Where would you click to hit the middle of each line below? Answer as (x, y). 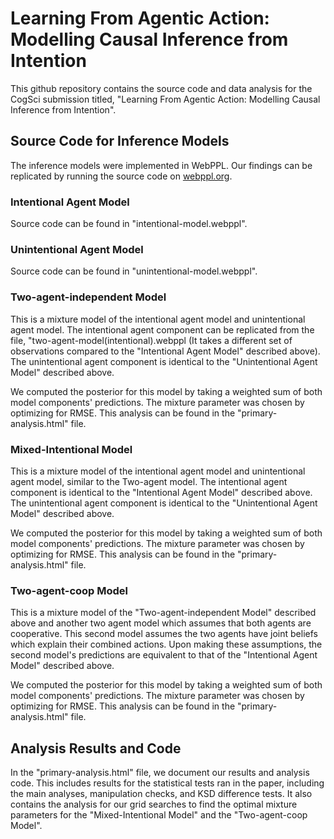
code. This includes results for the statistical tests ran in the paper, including (167, 783)
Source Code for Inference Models (120, 141)
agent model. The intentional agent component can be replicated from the (162, 329)
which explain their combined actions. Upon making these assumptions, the (166, 644)
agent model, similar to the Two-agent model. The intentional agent (149, 481)
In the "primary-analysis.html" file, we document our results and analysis (160, 773)
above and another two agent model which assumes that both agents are (161, 623)
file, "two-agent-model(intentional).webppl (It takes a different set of (151, 340)
